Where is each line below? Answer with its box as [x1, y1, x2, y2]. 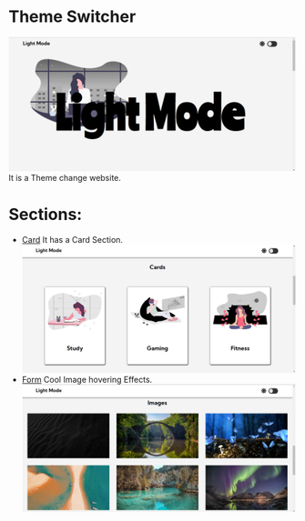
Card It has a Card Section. [21, 235, 124, 245]
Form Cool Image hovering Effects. [21, 374, 153, 385]
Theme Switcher [8, 6, 137, 27]
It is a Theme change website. [8, 173, 122, 184]
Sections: [8, 205, 83, 225]
